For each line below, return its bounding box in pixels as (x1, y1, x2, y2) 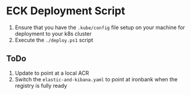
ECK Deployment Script (6, 4, 125, 18)
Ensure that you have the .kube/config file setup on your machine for (14, 24, 185, 31)
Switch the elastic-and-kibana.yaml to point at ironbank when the (14, 75, 178, 83)
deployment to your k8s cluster (14, 30, 92, 37)
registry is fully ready (14, 82, 67, 89)
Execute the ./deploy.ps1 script (14, 36, 94, 43)
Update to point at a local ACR (14, 69, 90, 77)
